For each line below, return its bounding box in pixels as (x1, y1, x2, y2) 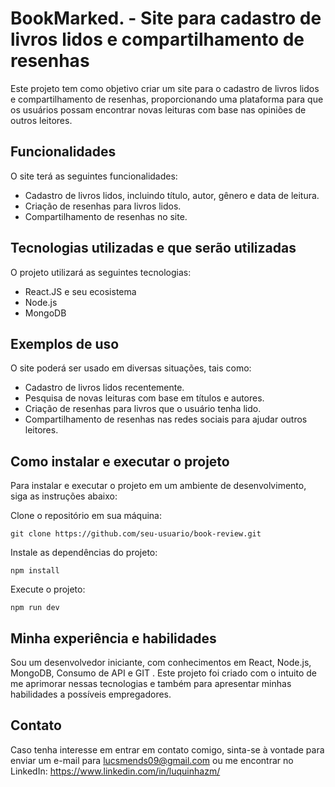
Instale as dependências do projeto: (10, 547, 158, 559)
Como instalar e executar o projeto (10, 453, 230, 470)
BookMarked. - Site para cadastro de (10, 7, 322, 30)
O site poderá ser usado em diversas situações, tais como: (10, 362, 252, 374)
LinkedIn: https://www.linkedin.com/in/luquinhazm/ (10, 765, 221, 777)
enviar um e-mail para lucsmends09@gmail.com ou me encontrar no (10, 754, 294, 766)
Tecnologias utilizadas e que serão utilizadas (10, 240, 297, 257)
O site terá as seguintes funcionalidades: (10, 170, 178, 182)
